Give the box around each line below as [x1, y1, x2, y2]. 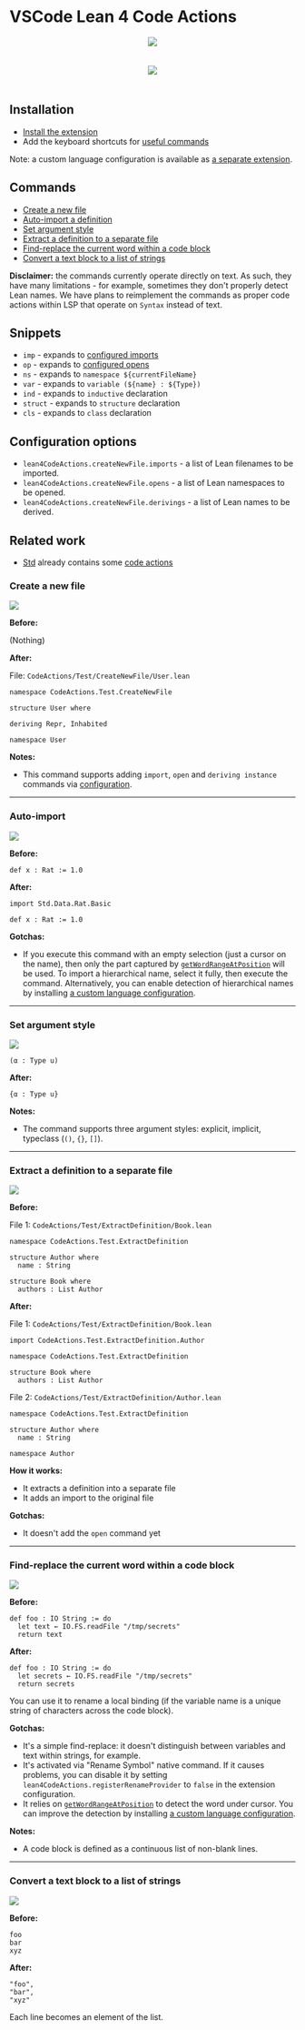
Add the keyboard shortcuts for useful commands [22, 136, 210, 146]
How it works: [9, 1465, 64, 1476]
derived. [22, 507, 54, 518]
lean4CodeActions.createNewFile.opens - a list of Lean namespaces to [22, 478, 285, 489]
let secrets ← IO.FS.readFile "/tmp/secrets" [17, 1671, 193, 1681]
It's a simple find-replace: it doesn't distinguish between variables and [22, 1741, 286, 1752]
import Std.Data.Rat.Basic [9, 899, 112, 908]
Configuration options [9, 434, 138, 449]
